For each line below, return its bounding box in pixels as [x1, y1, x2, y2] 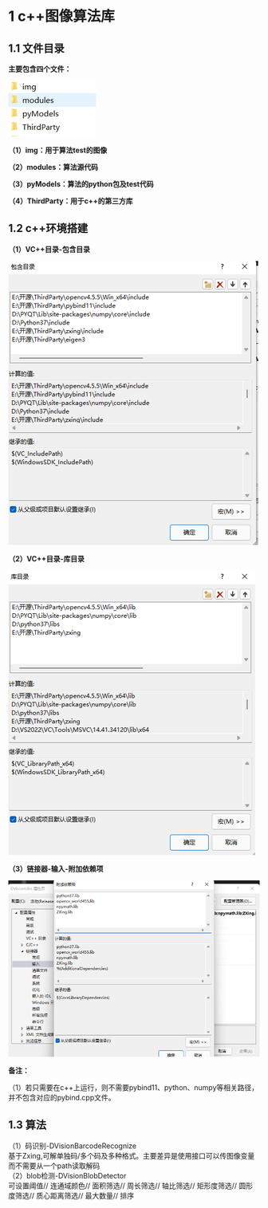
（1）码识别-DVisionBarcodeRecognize [8, 1141, 137, 1151]
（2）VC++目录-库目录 [8, 553, 85, 563]
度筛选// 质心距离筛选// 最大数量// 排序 [8, 1190, 135, 1200]
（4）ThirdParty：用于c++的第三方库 [8, 196, 133, 206]
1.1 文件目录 [8, 41, 65, 55]
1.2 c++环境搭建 [8, 222, 89, 235]
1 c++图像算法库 [8, 7, 116, 26]
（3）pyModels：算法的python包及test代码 [8, 179, 154, 188]
